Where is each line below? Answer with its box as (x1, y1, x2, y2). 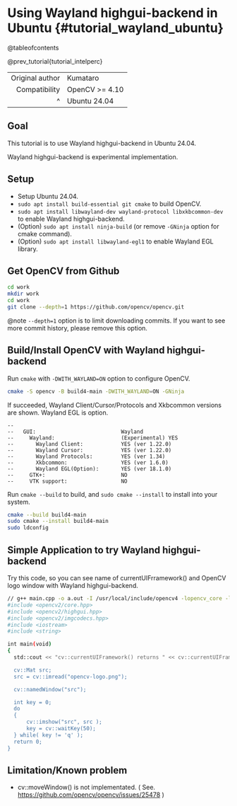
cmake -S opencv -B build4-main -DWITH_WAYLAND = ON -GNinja (7, 388, 185, 395)
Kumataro (66, 73, 99, 83)
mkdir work (7, 290, 39, 298)
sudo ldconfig (7, 524, 49, 531)
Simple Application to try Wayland (7, 543, 161, 556)
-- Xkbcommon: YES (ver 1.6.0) (7, 459, 169, 466)
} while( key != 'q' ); (13, 731, 83, 739)
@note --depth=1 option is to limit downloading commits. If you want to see (7, 316, 226, 325)
